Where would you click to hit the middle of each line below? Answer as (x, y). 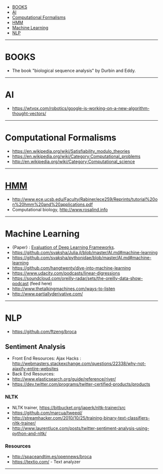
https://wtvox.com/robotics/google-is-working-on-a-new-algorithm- (81, 108)
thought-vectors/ (29, 113)
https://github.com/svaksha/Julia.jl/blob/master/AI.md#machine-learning (85, 252)
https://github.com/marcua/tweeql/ (47, 413)
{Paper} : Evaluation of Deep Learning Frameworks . (64, 247)
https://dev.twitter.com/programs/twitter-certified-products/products (81, 384)
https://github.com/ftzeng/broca (44, 331)
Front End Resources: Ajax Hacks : (47, 358)
